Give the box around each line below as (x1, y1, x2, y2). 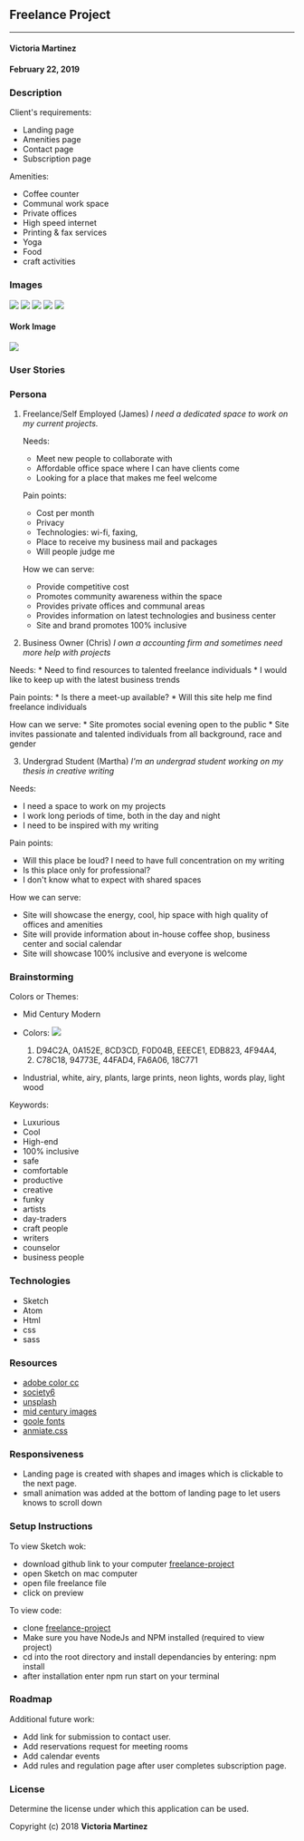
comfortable (22, 1165, 69, 1176)
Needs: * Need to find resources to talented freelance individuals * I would (9, 665, 288, 676)
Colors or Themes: (9, 991, 79, 1002)
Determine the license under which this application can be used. (9, 1804, 250, 1815)
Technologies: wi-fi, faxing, (35, 527, 138, 538)
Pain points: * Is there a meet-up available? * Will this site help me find (9, 692, 273, 703)
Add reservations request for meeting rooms (22, 1740, 188, 1751)
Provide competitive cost (35, 581, 129, 592)
